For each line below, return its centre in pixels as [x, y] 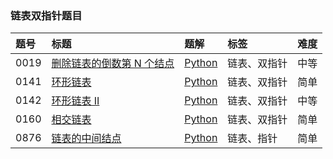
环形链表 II [75, 101]
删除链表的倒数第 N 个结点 [113, 64]
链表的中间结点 [86, 139]
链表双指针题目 [46, 15]
